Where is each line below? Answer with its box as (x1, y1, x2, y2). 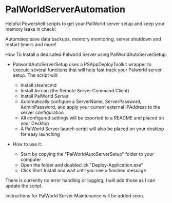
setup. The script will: (12, 72, 59, 78)
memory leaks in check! (5, 26, 56, 32)
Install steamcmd (20, 82, 57, 88)
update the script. (5, 182, 43, 189)
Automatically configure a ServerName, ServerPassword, (20, 98, 142, 105)
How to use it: (12, 141, 43, 147)
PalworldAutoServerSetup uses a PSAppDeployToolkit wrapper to (12, 61, 152, 67)
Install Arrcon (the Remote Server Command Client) (20, 87, 129, 93)
